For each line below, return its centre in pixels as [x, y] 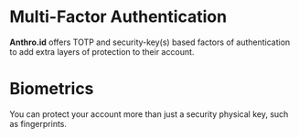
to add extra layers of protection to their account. [102, 51]
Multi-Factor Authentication [118, 17]
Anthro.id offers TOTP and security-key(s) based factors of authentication [150, 42]
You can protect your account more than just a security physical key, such [149, 114]
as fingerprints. [38, 123]
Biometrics [52, 89]
